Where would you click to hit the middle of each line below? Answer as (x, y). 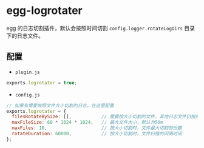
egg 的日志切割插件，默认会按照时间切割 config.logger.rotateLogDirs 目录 (101, 28)
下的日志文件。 (25, 35)
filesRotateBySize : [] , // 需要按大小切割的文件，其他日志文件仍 (101, 117)
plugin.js (28, 72)
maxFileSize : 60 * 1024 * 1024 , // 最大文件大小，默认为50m (87, 123)
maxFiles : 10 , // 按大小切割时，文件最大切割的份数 (97, 128)
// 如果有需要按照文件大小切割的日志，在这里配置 (60, 106)
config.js (28, 95)
